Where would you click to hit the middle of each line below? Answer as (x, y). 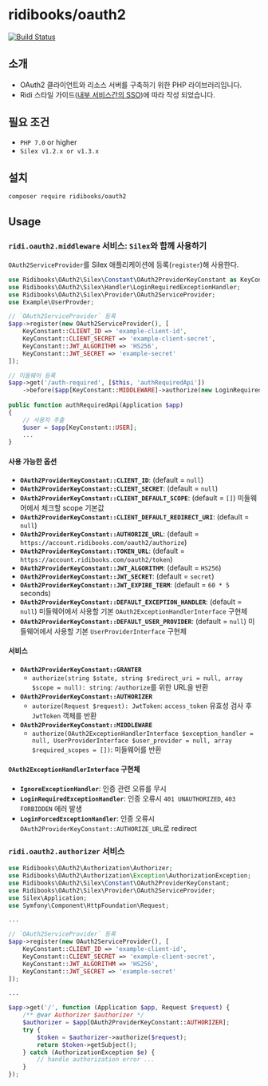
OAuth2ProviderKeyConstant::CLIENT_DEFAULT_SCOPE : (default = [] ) (128, 498)
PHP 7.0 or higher (48, 142)
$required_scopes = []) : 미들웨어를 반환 (97, 750)
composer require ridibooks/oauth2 (67, 197)
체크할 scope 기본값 (73, 507)
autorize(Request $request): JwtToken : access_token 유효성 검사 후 (142, 706)
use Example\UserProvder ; (51, 302)
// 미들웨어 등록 (32, 376)
